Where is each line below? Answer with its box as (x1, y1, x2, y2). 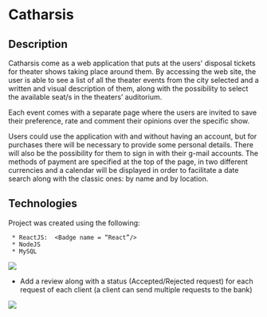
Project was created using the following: (8, 217, 141, 228)
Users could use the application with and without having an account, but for (8, 131, 257, 141)
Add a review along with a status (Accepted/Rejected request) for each (19, 276, 253, 286)
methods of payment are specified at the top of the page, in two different (8, 157, 249, 166)
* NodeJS (11, 241, 41, 249)
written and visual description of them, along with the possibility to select (8, 84, 249, 93)
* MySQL (11, 247, 37, 256)
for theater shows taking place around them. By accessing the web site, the (8, 67, 257, 76)
